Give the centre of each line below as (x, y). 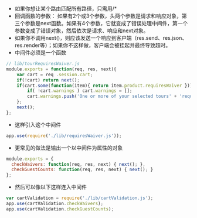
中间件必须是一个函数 (40, 52)
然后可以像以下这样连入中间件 (50, 187)
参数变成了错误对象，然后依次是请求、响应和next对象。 (81, 30)
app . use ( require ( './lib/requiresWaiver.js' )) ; (64, 136)
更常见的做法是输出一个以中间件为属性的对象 (69, 148)
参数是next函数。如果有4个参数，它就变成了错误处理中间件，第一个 (106, 23)
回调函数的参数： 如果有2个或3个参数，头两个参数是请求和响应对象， (98, 16)
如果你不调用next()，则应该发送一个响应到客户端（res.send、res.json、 (101, 38)
